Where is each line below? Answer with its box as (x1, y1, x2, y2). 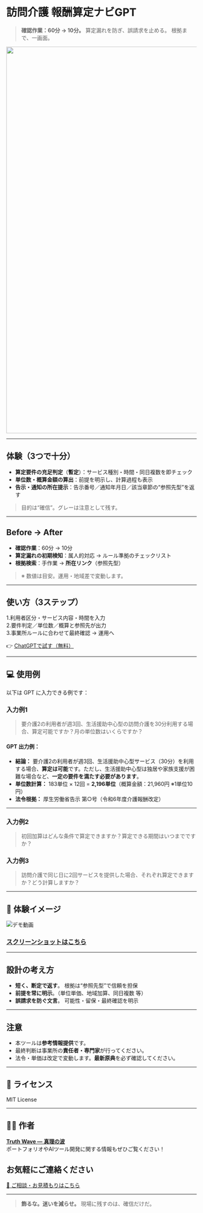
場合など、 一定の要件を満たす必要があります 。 (25, 773, 143, 780)
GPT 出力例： (6, 743, 40, 750)
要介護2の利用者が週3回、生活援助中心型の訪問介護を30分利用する (21, 720, 188, 728)
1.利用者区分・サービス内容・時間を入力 (6, 614, 106, 622)
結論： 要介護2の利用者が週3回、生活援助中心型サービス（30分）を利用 (14, 758, 195, 765)
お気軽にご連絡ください (6, 1165, 94, 1175)
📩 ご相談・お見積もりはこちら (6, 1182, 80, 1189)
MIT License (6, 1096, 37, 1103)
